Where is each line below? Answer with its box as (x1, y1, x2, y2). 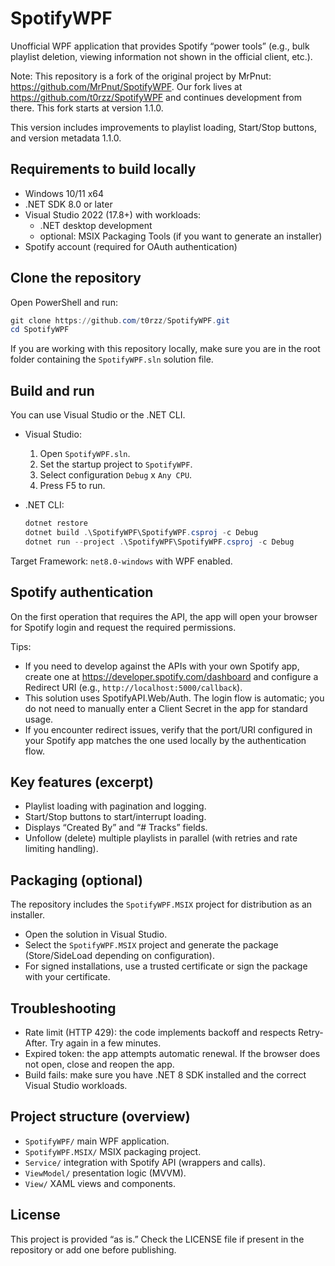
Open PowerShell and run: (10, 296, 118, 308)
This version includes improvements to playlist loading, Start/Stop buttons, (10, 121, 317, 133)
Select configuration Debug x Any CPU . (39, 469, 193, 481)
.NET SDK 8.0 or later (24, 198, 113, 210)
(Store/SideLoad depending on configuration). (24, 950, 216, 962)
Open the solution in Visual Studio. (24, 928, 168, 941)
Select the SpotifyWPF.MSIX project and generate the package (24, 939, 279, 951)
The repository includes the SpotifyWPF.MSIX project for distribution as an (10, 898, 313, 911)
